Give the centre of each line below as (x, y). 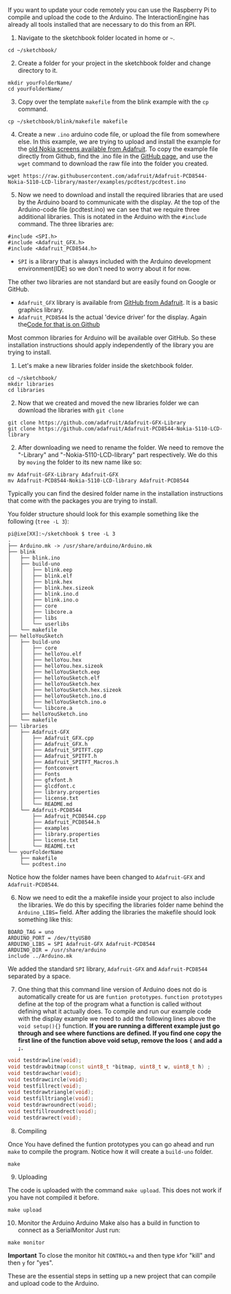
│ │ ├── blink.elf (40, 576)
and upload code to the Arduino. (53, 1283)
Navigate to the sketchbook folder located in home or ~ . (96, 38)
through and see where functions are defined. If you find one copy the (120, 1033)
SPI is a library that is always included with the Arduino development (114, 261)
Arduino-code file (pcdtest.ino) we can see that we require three (109, 209)
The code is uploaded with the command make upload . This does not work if (115, 1190)
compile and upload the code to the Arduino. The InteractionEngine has (109, 17)
